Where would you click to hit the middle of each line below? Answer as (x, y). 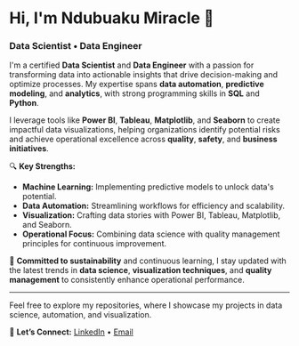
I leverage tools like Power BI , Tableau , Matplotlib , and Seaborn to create (145, 120)
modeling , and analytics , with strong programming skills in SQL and (134, 93)
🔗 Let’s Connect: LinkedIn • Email (71, 332)
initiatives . (29, 149)
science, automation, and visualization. (81, 315)
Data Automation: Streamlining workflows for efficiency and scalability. (153, 206)
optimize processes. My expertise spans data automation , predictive (137, 84)
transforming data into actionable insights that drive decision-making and (144, 75)
